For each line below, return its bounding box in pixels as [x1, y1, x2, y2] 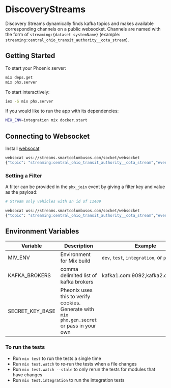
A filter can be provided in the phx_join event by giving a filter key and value [5, 184, 165, 190]
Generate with [60, 305, 94, 313]
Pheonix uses [60, 287, 93, 294]
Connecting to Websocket [5, 132, 90, 141]
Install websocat [5, 145, 40, 151]
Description [64, 242, 93, 249]
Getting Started [5, 51, 55, 60]
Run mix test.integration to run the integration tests [12, 377, 125, 383]
